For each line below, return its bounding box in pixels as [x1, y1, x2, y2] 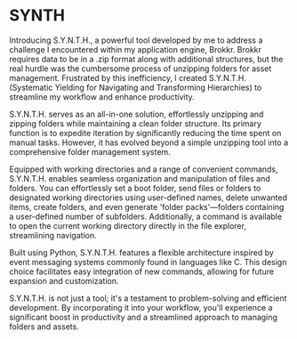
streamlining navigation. [9, 230, 97, 240]
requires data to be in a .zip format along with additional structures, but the [9, 53, 284, 64]
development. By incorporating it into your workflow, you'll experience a [9, 302, 273, 312]
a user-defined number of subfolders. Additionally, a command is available [9, 211, 283, 222]
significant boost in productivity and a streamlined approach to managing [9, 311, 278, 322]
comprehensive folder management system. [9, 146, 171, 157]
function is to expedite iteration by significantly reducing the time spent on [9, 127, 282, 138]
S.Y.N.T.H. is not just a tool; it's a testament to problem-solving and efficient [9, 293, 287, 303]
